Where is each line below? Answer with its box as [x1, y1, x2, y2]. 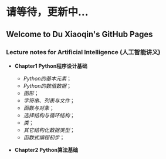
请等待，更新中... [6, 5, 89, 19]
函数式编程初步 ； [23, 134, 65, 141]
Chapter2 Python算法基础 [14, 146, 78, 153]
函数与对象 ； [23, 104, 55, 111]
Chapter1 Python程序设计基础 [14, 62, 88, 69]
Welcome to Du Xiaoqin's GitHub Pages [6, 29, 154, 39]
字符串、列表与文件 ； [23, 97, 75, 104]
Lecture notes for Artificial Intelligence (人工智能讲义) [6, 48, 161, 56]
